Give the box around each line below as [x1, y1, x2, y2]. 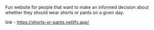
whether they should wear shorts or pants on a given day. [5, 9, 124, 15]
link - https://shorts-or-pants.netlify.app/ [5, 19, 89, 25]
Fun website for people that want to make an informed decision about [5, 4, 149, 10]
